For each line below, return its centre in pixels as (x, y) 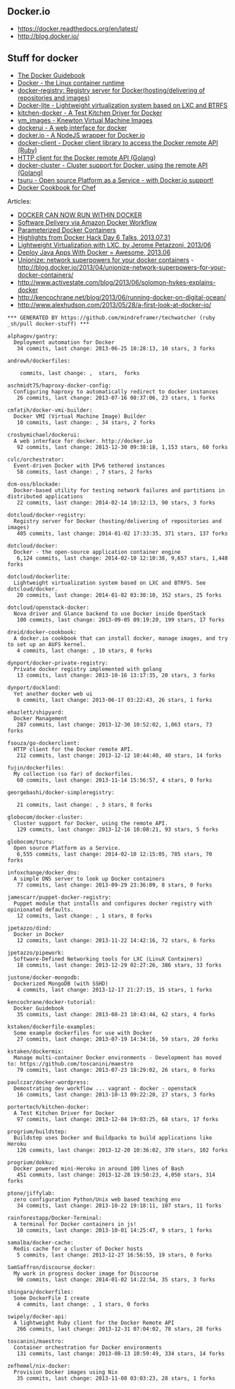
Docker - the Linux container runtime (71, 82)
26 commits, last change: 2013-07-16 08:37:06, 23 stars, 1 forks (116, 397)
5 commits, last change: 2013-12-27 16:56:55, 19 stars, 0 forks (114, 1255)
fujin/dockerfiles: (36, 767)
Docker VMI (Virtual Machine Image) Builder (80, 416)
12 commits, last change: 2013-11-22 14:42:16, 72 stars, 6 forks (116, 940)
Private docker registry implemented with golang (88, 669)
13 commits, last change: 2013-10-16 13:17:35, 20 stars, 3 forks (116, 675)
